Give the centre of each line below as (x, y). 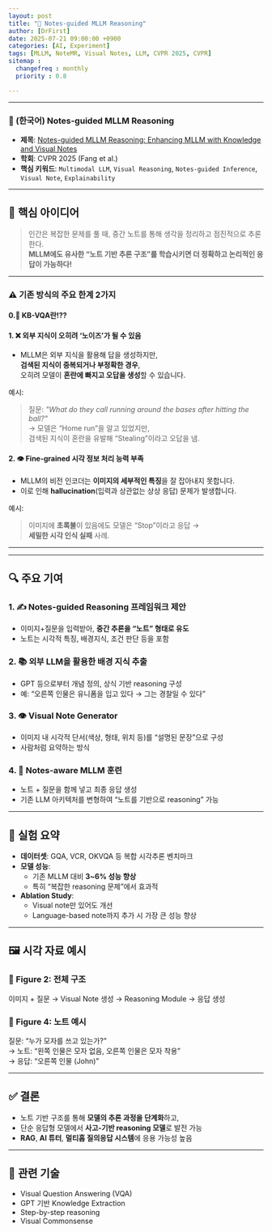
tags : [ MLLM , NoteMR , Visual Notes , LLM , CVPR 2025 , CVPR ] (110, 53)
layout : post (30, 16)
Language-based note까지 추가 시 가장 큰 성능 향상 (114, 916)
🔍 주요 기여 (36, 578)
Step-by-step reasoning (60, 1212)
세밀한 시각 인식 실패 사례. (69, 535)
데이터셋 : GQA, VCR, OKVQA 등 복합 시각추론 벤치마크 (106, 856)
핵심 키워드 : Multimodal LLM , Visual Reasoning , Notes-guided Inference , (138, 168)
